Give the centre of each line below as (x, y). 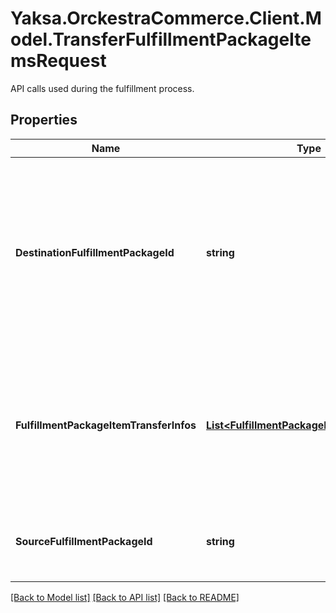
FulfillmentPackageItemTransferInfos (106, 425)
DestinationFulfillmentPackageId (95, 252)
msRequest (58, 61)
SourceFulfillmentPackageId (84, 541)
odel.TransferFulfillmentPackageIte (161, 39)
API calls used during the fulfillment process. (102, 88)
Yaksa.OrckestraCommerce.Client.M (166, 18)
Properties (44, 120)
